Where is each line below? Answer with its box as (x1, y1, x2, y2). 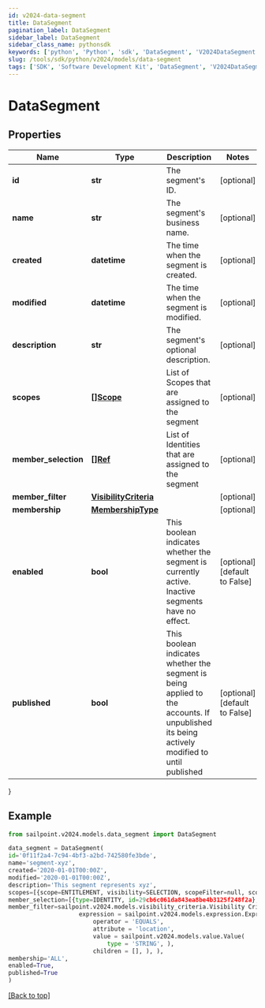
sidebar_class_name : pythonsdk (8, 41, 111, 49)
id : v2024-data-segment (8, 11, 87, 20)
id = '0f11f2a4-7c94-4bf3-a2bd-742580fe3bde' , (8, 852, 157, 860)
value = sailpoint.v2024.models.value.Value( (92, 932, 245, 940)
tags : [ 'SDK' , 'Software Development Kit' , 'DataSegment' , (8, 63, 207, 71)
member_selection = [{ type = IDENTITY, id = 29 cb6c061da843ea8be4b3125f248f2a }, (8, 896, 259, 904)
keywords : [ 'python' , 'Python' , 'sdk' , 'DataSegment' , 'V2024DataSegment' (8, 48, 259, 56)
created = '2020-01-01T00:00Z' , (8, 867, 108, 875)
